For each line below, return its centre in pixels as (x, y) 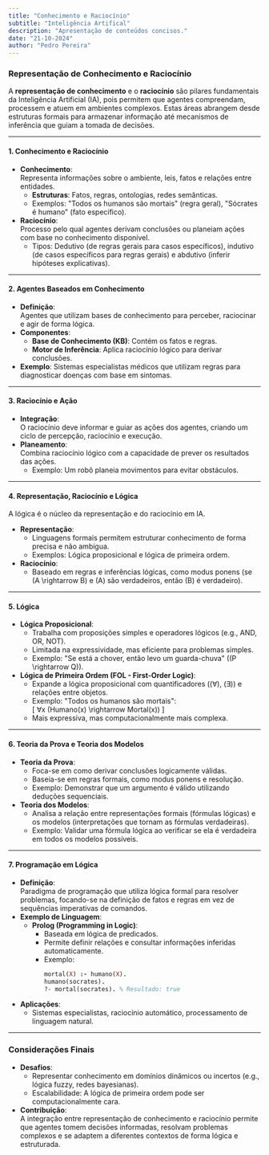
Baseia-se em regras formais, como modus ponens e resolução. (138, 779)
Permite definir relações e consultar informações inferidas (140, 942)
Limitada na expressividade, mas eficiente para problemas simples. (143, 650)
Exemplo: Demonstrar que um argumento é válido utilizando (130, 787)
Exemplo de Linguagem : (61, 916)
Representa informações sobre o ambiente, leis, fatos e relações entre (136, 178)
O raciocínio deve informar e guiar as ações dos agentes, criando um (134, 427)
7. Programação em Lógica (53, 865)
